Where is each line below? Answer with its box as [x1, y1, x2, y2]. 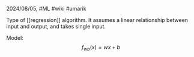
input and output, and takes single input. [6, 23, 106, 30]
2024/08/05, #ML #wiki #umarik [6, 5, 86, 12]
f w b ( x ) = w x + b [81, 44, 121, 52]
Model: [6, 34, 24, 41]
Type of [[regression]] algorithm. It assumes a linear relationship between [6, 17, 188, 23]
